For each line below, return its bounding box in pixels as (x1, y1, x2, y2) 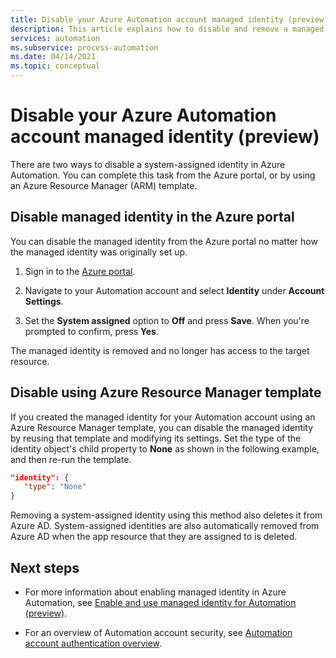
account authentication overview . (24, 637, 163, 649)
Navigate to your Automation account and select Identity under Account (24, 284, 325, 296)
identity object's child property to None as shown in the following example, (10, 442, 320, 455)
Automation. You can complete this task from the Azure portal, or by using (10, 169, 316, 181)
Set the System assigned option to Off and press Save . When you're (24, 314, 310, 326)
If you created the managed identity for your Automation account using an (10, 411, 316, 423)
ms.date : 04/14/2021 (10, 52, 97, 62)
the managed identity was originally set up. (10, 246, 188, 258)
